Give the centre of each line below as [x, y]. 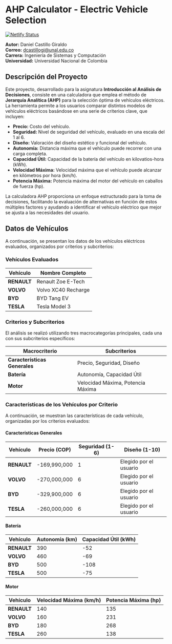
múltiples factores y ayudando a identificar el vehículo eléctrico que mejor [83, 207]
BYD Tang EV [53, 298]
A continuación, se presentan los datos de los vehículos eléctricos [75, 241]
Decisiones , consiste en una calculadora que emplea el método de [76, 95]
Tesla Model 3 [53, 306]
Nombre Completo [63, 273]
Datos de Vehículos [37, 229]
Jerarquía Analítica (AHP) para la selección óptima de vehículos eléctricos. [85, 100]
